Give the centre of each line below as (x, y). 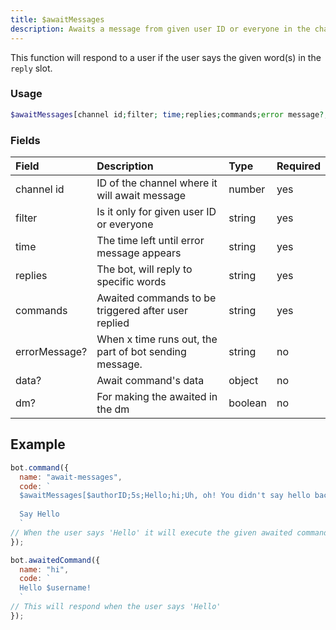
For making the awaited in (157, 396)
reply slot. (31, 68)
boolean (248, 403)
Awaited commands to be (156, 298)
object (243, 380)
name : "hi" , (44, 569)
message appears (139, 253)
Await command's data (150, 380)
